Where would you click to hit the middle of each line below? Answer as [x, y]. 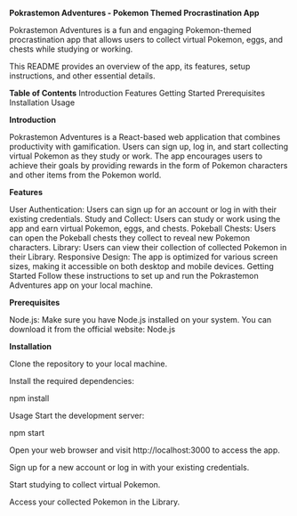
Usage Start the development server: [77, 415]
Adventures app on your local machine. [81, 285]
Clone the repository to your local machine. [88, 364]
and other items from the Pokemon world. [85, 175]
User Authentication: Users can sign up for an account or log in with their [143, 209]
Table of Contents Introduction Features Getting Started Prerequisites [137, 93]
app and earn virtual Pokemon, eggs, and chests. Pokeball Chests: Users [143, 228]
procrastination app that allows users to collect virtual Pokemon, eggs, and [146, 40]
